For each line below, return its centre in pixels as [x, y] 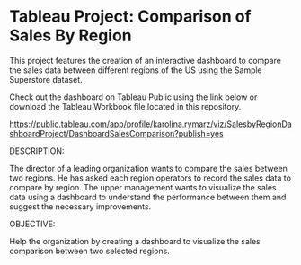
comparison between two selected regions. [90, 251]
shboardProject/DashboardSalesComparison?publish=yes [116, 133]
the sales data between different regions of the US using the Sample [136, 70]
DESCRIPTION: [37, 151]
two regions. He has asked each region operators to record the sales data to [150, 178]
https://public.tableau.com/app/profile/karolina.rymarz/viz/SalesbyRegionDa [150, 124]
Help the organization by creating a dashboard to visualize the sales [135, 241]
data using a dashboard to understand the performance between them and [148, 197]
